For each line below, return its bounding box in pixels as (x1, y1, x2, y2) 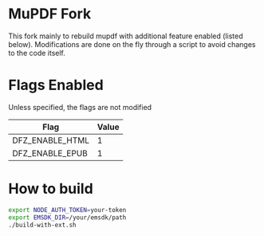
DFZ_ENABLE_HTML (12, 135, 90, 146)
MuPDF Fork (8, 5, 92, 23)
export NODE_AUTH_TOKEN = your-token (8, 206, 127, 214)
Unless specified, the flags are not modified (8, 102, 152, 112)
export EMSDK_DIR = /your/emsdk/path (8, 213, 127, 222)
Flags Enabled (8, 77, 104, 94)
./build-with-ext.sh (8, 221, 77, 229)
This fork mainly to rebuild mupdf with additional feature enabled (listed (8, 31, 243, 41)
